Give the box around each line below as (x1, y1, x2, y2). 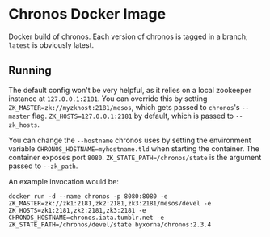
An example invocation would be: (8, 176, 120, 186)
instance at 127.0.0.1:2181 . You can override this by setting (8, 94, 208, 104)
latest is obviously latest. (8, 40, 95, 49)
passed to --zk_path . (8, 161, 78, 171)
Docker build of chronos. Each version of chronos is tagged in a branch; (8, 32, 248, 41)
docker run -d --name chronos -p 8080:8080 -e (8, 192, 168, 201)
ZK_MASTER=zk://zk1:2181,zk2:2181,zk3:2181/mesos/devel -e (8, 199, 212, 207)
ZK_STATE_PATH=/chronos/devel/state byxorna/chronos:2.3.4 (8, 220, 212, 229)
